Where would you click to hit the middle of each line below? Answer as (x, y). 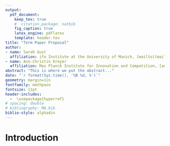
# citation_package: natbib (45, 24)
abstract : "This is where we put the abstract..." (60, 71)
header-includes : (24, 94)
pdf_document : (25, 15)
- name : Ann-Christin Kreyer (36, 61)
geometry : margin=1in (28, 80)
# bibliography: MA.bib (30, 108)
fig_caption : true (34, 29)
